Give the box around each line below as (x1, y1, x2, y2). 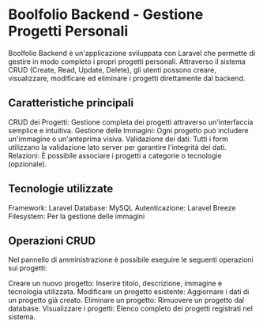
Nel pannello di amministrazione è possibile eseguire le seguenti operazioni (8, 255, 254, 265)
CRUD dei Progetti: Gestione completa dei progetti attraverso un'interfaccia (8, 117, 254, 127)
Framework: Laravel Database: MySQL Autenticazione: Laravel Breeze (8, 203, 236, 212)
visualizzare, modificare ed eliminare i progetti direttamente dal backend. (8, 73, 246, 83)
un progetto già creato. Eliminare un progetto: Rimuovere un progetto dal (8, 296, 245, 305)
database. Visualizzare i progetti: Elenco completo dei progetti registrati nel (8, 304, 253, 313)
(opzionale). (8, 159, 47, 169)
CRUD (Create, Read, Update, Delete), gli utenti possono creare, (8, 65, 217, 74)
